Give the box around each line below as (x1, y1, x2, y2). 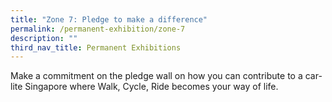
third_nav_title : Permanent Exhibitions (10, 42, 182, 53)
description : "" (10, 33, 78, 43)
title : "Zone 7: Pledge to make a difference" (10, 14, 208, 25)
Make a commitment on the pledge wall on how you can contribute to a (10, 70, 303, 82)
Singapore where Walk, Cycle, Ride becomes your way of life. (24, 81, 279, 93)
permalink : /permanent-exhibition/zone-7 (10, 24, 186, 34)
